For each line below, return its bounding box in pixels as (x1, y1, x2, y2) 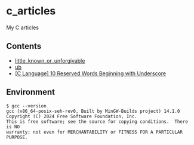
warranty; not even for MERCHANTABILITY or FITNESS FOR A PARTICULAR (6, 129, 183, 135)
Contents (6, 41, 42, 51)
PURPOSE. (6, 134, 28, 140)
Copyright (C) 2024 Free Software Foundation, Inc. (6, 113, 137, 119)
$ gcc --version (6, 103, 47, 109)
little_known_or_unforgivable (14, 57, 85, 64)
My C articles (6, 24, 39, 31)
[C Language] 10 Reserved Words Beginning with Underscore (14, 70, 166, 77)
